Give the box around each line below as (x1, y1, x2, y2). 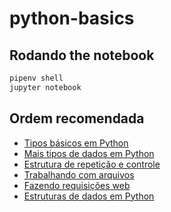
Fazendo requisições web (23, 179, 131, 191)
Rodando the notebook (9, 47, 155, 64)
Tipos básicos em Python (23, 137, 129, 149)
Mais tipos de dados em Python (23, 147, 155, 159)
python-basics (9, 7, 135, 30)
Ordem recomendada (9, 110, 145, 127)
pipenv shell (9, 73, 64, 83)
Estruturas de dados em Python (23, 190, 155, 202)
